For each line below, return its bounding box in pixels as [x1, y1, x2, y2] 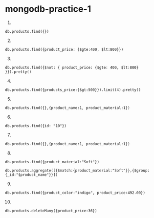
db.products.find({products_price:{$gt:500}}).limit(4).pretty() [5, 87, 141, 92]
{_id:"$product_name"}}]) [5, 172, 58, 177]
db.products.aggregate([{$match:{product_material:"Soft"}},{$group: [5, 168, 150, 173]
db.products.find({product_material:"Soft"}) [5, 159, 99, 164]
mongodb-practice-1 [5, 3, 91, 15]
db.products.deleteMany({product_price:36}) [5, 208, 97, 213]
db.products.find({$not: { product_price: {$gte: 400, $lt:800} [5, 65, 139, 70]
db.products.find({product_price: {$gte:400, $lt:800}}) [5, 47, 124, 52]
